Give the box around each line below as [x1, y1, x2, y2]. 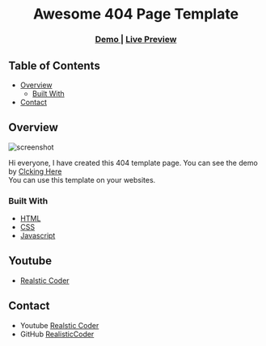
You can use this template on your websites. [8, 175, 156, 184]
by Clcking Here [8, 167, 62, 176]
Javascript [19, 231, 56, 241]
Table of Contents [8, 58, 101, 73]
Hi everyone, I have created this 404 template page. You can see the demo [8, 158, 259, 167]
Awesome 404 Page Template [32, 5, 239, 23]
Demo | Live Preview [95, 34, 177, 45]
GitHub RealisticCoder [19, 329, 95, 339]
